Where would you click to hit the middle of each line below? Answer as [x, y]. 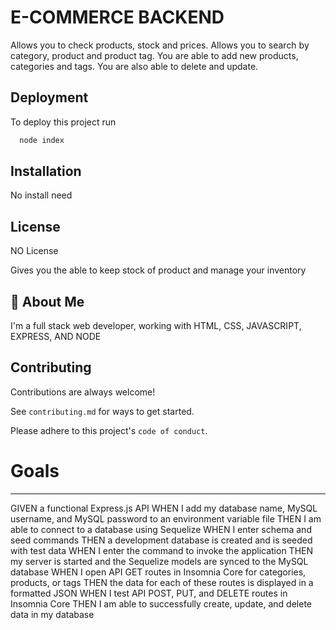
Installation [46, 171]
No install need [41, 195]
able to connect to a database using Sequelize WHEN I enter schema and [161, 529]
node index [42, 140]
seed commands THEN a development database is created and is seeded [161, 540]
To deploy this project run [63, 122]
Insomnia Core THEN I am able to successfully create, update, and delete [161, 603]
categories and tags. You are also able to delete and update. [134, 66]
